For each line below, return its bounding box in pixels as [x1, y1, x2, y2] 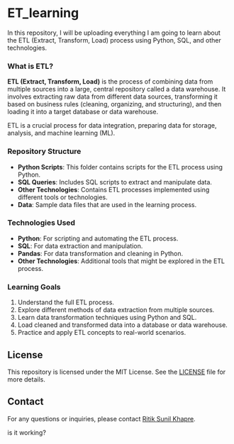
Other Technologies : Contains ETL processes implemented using [17, 185, 210, 194]
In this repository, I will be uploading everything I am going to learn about [7, 28, 221, 37]
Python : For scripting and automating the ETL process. [17, 234, 179, 243]
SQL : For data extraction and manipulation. [17, 241, 143, 250]
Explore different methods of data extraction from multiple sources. [17, 306, 215, 314]
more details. [7, 374, 46, 384]
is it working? [7, 428, 46, 437]
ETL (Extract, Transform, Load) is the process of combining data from [7, 77, 213, 86]
